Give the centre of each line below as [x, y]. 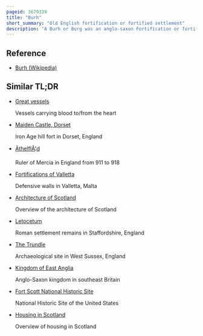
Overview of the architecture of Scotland [66, 209]
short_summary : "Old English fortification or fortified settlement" [96, 23]
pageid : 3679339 [27, 12]
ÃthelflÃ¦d [27, 148]
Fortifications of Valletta [45, 174]
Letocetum [28, 221]
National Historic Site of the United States [67, 303]
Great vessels [32, 101]
